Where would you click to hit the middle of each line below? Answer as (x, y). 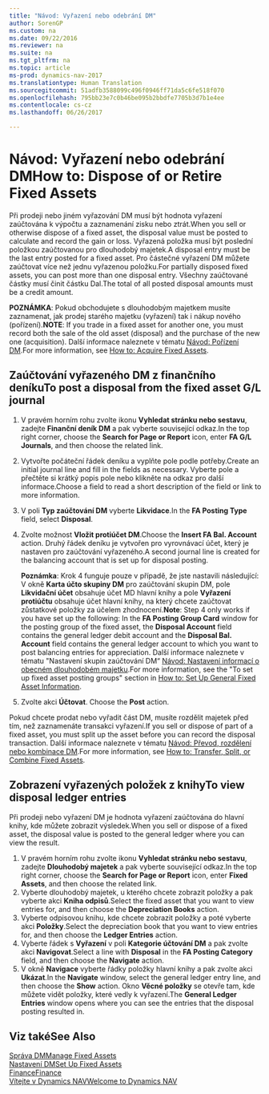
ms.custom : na (33, 30)
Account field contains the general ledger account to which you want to (139, 644)
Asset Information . (51, 686)
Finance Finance (36, 1073)
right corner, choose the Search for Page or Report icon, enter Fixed (134, 875)
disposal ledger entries (68, 798)
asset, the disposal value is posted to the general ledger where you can (127, 834)
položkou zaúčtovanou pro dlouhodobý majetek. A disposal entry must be (130, 249)
